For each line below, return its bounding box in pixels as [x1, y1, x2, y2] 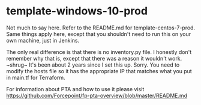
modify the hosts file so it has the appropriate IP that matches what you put [6, 67, 192, 74]
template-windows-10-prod [6, 4, 148, 18]
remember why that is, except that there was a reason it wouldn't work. [6, 55, 182, 62]
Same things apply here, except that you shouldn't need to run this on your [6, 30, 191, 37]
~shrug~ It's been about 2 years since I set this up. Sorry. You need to [6, 61, 180, 68]
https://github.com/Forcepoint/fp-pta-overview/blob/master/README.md [6, 92, 188, 99]
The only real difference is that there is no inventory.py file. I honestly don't [6, 48, 192, 55]
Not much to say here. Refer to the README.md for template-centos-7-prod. [6, 24, 196, 31]
